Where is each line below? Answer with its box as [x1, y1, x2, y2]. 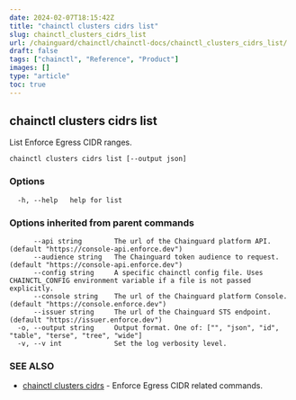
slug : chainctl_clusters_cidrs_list [9, 30, 147, 39]
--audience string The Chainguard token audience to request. [32, 253, 280, 262]
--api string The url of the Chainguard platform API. [32, 237, 272, 246]
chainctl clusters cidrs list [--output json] [9, 155, 187, 164]
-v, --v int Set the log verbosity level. [17, 339, 228, 349]
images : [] [9, 64, 50, 73]
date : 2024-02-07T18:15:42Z [9, 13, 115, 22]
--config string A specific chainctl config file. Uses [32, 269, 264, 278]
